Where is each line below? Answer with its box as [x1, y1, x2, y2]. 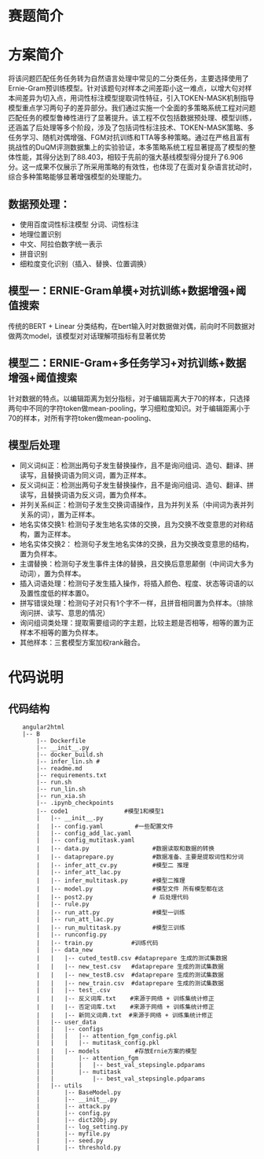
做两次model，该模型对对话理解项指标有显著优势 [8, 331, 167, 341]
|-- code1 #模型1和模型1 [36, 807, 165, 815]
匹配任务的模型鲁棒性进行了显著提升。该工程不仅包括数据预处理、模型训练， [8, 113, 256, 123]
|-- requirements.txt [36, 772, 108, 780]
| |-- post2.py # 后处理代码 [36, 894, 189, 902]
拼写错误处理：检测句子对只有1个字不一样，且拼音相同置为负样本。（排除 [19, 599, 254, 608]
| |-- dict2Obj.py [36, 1117, 118, 1124]
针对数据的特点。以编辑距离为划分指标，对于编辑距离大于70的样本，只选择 [8, 393, 251, 403]
